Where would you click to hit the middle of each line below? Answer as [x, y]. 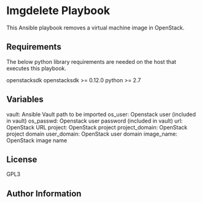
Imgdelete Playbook [58, 11]
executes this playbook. [36, 68]
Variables [25, 100]
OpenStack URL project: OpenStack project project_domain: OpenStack [97, 127]
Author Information [44, 193]
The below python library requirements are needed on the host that [91, 61]
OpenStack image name [37, 140]
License [22, 159]
